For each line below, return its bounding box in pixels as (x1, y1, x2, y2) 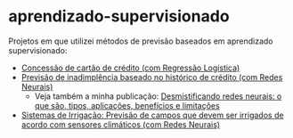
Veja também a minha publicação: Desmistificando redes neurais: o (34, 91, 282, 101)
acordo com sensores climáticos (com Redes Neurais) (20, 118, 220, 130)
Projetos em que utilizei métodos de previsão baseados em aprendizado (8, 36, 273, 46)
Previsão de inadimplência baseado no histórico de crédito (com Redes (20, 71, 283, 82)
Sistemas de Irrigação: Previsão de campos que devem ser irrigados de (20, 110, 284, 120)
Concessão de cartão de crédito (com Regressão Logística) (20, 62, 240, 73)
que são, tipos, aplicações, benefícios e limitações (34, 100, 220, 110)
